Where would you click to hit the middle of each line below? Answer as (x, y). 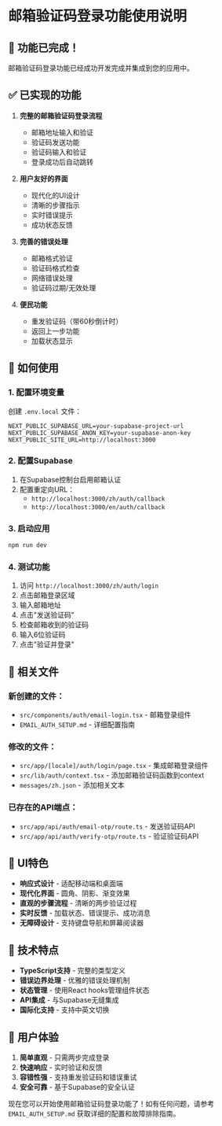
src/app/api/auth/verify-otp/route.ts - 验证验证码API (109, 836)
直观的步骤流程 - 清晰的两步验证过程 (78, 903)
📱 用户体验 (33, 1037)
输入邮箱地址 (40, 605)
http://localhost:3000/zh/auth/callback (98, 499)
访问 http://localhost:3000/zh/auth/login (89, 585)
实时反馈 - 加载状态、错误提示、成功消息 (85, 913)
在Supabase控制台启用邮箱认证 (70, 479)
